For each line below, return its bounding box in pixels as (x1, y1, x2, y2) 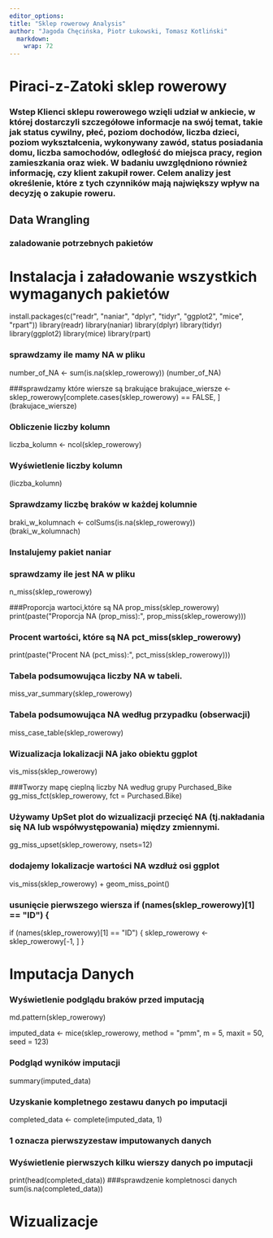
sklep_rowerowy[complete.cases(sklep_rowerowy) (9, 392, 180, 402)
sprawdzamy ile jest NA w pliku (9, 568, 136, 579)
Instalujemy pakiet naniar (9, 547, 112, 558)
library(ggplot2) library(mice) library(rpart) (9, 329, 151, 339)
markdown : (16, 34, 50, 43)
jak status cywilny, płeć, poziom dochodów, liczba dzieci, (9, 127, 240, 138)
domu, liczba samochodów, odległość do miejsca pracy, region (9, 147, 262, 159)
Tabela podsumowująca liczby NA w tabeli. (9, 670, 183, 682)
